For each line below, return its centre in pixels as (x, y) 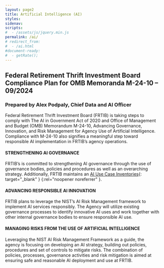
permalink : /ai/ (22, 37)
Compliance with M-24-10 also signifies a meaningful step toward (72, 136)
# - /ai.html (20, 46)
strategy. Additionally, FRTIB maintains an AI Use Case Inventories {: (73, 174)
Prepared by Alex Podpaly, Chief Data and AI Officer (68, 105)
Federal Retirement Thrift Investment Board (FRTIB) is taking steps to (75, 116)
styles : (13, 19)
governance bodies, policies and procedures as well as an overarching (77, 169)
